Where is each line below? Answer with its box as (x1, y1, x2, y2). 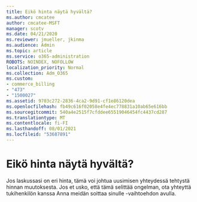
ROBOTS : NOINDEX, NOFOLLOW (6, 59, 74, 65)
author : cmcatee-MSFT (6, 20, 60, 26)
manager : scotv (6, 25, 44, 32)
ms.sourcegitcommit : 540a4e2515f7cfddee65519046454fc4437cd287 (6, 109, 168, 115)
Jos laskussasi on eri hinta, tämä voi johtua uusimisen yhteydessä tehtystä (6, 177, 190, 184)
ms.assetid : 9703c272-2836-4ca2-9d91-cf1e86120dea (6, 98, 135, 104)
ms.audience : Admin (6, 43, 55, 49)
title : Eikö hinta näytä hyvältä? (6, 8, 93, 15)
